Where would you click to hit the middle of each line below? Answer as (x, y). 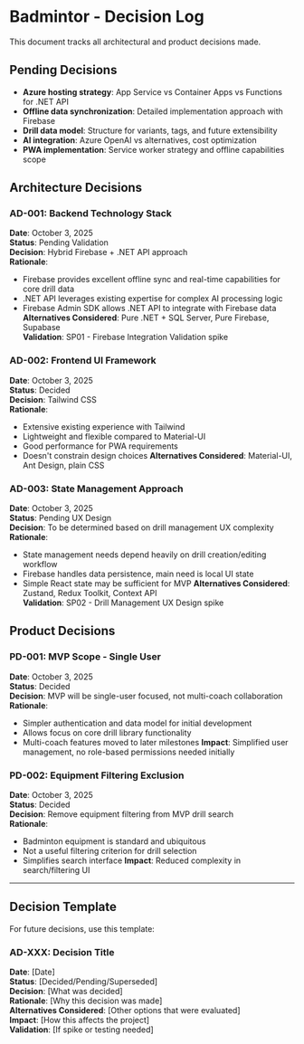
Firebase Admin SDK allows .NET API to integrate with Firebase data (149, 308)
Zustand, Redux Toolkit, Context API (90, 593)
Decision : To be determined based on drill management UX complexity (142, 527)
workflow (40, 565)
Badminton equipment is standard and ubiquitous (114, 841)
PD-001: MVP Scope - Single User (85, 657)
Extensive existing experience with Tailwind (104, 426)
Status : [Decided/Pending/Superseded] (84, 982)
